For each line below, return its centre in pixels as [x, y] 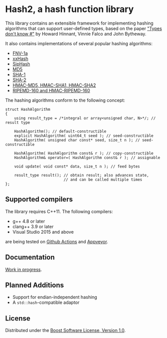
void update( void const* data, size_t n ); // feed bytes [77, 166]
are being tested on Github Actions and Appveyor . [57, 241]
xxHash [20, 58]
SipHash [21, 64]
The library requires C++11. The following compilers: [59, 211]
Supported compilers [39, 199]
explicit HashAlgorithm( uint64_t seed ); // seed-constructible [84, 136]
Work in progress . [24, 269]
